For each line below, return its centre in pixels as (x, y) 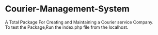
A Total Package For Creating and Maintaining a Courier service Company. (79, 22)
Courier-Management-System (67, 9)
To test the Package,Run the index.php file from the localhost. (67, 27)
